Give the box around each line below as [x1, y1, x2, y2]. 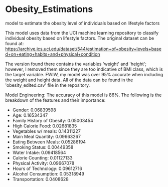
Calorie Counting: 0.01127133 [12, 154, 73, 161]
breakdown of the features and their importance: [5, 97, 106, 103]
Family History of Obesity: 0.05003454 [12, 117, 94, 123]
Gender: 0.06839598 [12, 107, 56, 113]
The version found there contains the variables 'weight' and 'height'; [5, 61, 147, 67]
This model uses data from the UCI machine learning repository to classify [5, 30, 159, 36]
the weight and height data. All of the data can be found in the [5, 77, 133, 83]
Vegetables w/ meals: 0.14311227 [12, 128, 81, 134]
